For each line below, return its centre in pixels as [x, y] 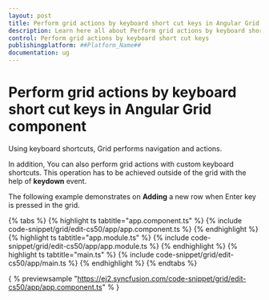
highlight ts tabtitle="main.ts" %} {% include [81, 254]
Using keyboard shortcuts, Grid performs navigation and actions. [115, 148]
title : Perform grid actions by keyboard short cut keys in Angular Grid [134, 23]
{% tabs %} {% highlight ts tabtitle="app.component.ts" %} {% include [125, 220]
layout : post [30, 16]
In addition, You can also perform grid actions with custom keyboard [121, 164]
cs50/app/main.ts [37, 263]
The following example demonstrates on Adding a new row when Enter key [132, 196]
